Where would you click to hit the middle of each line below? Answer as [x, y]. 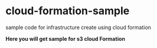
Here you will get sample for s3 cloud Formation [65, 39]
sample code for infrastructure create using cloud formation [78, 27]
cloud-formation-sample [68, 11]
